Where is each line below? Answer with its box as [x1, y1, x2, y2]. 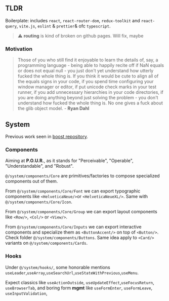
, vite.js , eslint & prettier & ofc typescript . [16, 23, 111, 29]
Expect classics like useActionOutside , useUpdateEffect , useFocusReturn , [5, 279, 154, 285]
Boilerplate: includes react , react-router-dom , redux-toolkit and [5, 17, 140, 23]
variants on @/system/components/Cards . [5, 240, 88, 246]
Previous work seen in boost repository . [5, 133, 89, 139]
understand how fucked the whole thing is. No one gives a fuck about [17, 100, 163, 106]
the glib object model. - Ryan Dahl [17, 105, 90, 111]
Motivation [5, 45, 33, 52]
